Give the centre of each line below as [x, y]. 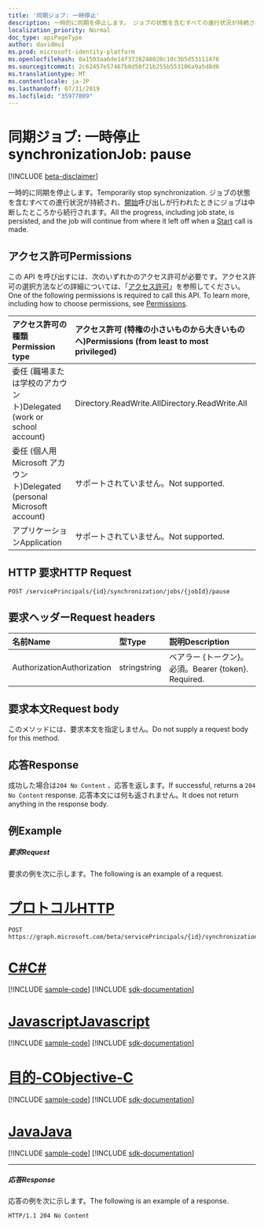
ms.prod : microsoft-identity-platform [71, 52]
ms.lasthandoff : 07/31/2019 [54, 89]
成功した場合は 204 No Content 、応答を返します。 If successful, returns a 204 [132, 785]
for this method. [34, 738]
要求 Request [29, 852]
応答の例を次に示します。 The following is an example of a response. [119, 1201]
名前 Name [31, 641]
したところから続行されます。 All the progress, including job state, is [125, 213]
